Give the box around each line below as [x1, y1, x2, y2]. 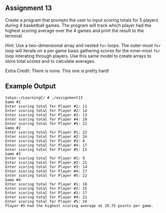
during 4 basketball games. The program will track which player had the [5, 22, 152, 28]
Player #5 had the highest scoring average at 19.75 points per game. [5, 203, 154, 208]
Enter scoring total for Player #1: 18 [5, 181, 87, 187]
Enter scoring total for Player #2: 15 [5, 186, 87, 191]
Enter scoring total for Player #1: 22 [5, 129, 87, 135]
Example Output [5, 82, 56, 90]
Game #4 [5, 177, 21, 182]
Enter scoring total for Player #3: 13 [5, 112, 87, 118]
